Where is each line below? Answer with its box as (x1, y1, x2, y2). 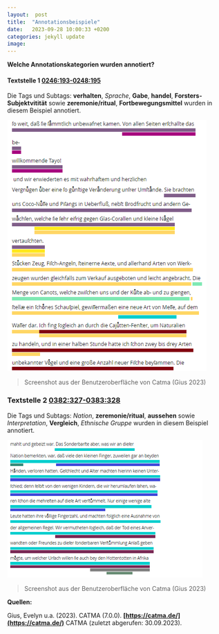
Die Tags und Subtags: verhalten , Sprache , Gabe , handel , (7, 92, 173, 100)
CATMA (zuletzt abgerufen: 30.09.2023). (65, 618, 182, 627)
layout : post (7, 11, 48, 18)
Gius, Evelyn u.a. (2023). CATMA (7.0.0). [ (7, 611, 126, 619)
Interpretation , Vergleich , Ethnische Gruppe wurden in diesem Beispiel (7, 418, 209, 427)
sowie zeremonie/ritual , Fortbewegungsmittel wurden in (48, 99, 213, 108)
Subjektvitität (7, 99, 47, 108)
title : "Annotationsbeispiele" (7, 18, 100, 26)
